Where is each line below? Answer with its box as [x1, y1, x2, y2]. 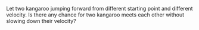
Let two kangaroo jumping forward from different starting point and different [6, 5, 193, 12]
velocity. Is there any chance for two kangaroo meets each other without [6, 11, 185, 18]
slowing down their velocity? [6, 18, 76, 24]
